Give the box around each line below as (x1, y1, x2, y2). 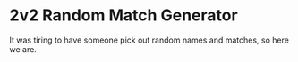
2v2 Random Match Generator (9, 5, 239, 26)
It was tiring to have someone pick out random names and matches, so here (9, 35, 289, 45)
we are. (9, 43, 38, 54)
